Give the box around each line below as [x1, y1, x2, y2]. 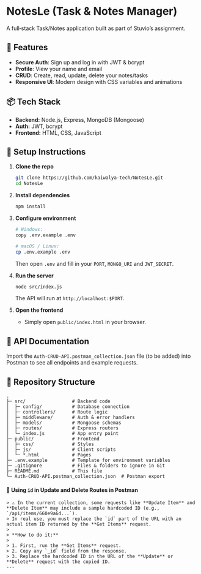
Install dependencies [15, 192, 70, 199]
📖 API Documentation [6, 336, 90, 347]
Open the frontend [15, 306, 64, 314]
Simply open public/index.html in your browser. [24, 319, 147, 326]
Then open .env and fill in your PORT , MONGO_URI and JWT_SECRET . [15, 260, 174, 267]
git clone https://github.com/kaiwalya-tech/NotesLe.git [15, 175, 164, 181]
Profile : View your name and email [15, 65, 103, 72]
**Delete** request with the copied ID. [6, 559, 111, 565]
